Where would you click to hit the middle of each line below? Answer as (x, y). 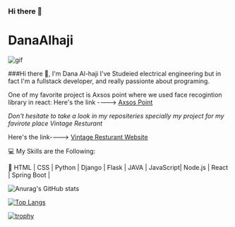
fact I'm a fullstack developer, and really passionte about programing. (109, 81)
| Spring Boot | (29, 175)
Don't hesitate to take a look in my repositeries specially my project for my (116, 116)
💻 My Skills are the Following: (52, 151)
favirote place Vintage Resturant (55, 123)
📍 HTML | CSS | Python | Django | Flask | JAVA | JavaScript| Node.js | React (118, 167)
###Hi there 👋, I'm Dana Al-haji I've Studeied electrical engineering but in (115, 73)
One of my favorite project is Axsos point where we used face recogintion (115, 94)
